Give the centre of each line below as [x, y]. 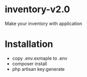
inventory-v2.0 [37, 9]
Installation [29, 44]
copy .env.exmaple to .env [40, 58]
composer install [30, 63]
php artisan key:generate [38, 69]
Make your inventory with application [43, 23]
